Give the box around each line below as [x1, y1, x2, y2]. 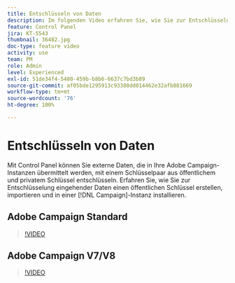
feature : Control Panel [7, 23, 77, 30]
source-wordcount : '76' [7, 95, 77, 102]
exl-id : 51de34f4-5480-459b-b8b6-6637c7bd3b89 [7, 75, 145, 83]
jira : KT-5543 [7, 29, 49, 37]
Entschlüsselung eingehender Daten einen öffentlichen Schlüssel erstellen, [7, 183, 223, 191]
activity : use [7, 50, 49, 57]
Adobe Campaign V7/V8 [7, 250, 116, 262]
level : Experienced [7, 69, 64, 76]
